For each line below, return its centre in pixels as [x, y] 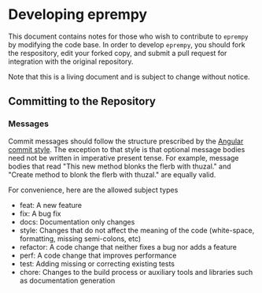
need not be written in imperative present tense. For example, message [124, 158]
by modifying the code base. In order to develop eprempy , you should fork [127, 44]
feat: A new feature [51, 205]
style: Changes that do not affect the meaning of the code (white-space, [137, 230]
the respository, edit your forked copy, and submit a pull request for [118, 53]
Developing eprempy [78, 15]
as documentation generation [67, 280]
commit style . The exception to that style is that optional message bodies [127, 149]
